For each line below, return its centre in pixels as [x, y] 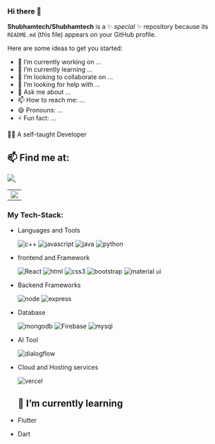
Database [31, 312]
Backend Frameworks [49, 285]
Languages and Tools [49, 230]
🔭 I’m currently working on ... [59, 62]
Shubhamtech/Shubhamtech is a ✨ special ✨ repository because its [108, 27]
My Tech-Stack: [35, 215]
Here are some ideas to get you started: [65, 48]
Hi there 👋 [25, 11]
